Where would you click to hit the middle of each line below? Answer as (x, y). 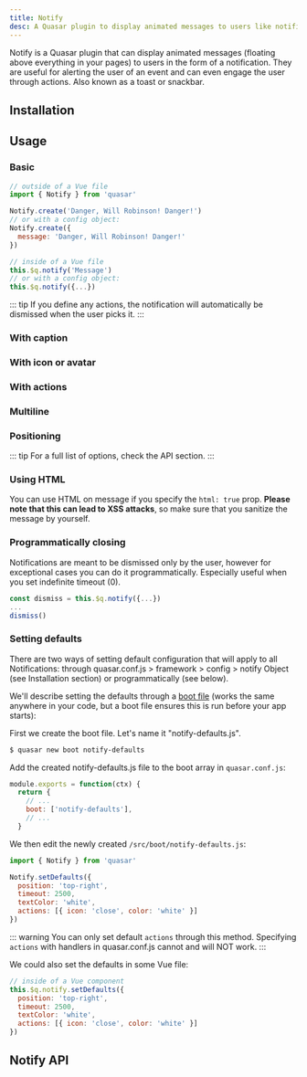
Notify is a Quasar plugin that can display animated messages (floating (143, 52)
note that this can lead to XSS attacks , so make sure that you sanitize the (148, 509)
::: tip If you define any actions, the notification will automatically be (136, 305)
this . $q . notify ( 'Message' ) (61, 270)
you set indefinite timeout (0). (65, 582)
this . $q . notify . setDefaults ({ (67, 989)
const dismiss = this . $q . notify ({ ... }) (85, 598)
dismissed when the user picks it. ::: (77, 314)
